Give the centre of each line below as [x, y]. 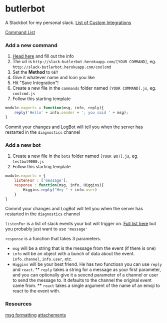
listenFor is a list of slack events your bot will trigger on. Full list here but [81, 224]
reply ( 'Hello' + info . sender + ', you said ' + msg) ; [71, 113]
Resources [18, 304]
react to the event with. [36, 291]
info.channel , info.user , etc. [42, 259]
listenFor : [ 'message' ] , [41, 181]
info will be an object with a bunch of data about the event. [73, 254]
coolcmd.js [24, 94]
